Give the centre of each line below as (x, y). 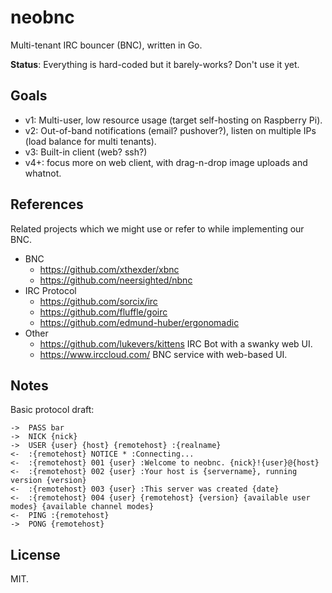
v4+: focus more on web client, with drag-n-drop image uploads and (166, 162)
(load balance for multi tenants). (90, 141)
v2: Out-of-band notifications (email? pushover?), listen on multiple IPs (170, 130)
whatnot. (43, 173)
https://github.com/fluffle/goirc (103, 312)
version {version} (48, 481)
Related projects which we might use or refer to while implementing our (157, 228)
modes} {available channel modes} (82, 507)
